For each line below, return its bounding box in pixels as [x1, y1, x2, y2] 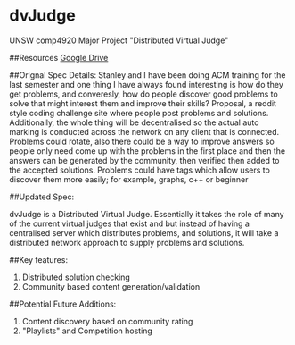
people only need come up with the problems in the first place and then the [9, 145, 286, 156]
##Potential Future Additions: [9, 299, 117, 309]
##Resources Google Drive [9, 52, 109, 63]
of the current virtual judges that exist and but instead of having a [9, 218, 250, 229]
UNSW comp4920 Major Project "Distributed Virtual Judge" [9, 35, 229, 46]
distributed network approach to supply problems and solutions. [9, 237, 245, 248]
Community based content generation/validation [21, 281, 201, 291]
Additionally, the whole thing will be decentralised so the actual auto [9, 117, 259, 128]
